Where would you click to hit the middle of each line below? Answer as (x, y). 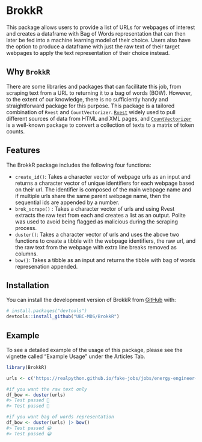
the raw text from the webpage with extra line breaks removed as (96, 247)
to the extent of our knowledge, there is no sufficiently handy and (87, 99)
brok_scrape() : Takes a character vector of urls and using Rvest (95, 208)
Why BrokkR (28, 72)
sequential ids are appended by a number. (67, 202)
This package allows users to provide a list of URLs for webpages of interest (101, 27)
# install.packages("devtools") (47, 311)
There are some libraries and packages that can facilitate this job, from (94, 86)
